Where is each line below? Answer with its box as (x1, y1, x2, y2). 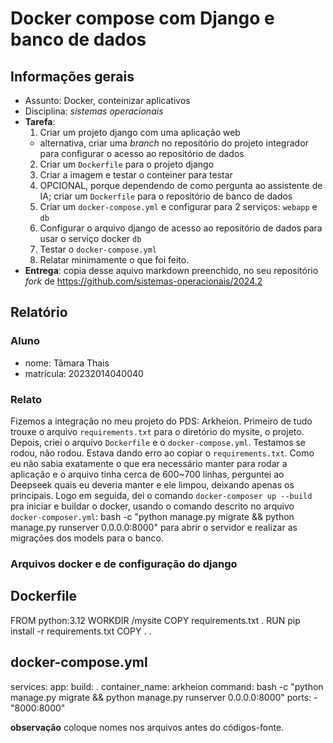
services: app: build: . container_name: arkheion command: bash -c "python (10, 680, 324, 692)
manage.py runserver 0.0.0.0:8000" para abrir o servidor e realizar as (10, 521, 298, 533)
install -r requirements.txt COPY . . (10, 625, 152, 637)
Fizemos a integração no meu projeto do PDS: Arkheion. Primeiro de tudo (10, 415, 313, 427)
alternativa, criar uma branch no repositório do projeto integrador (39, 137, 309, 149)
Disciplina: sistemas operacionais (24, 105, 164, 117)
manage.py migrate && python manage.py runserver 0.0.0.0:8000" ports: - (10, 691, 318, 703)
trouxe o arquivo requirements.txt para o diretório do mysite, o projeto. (10, 425, 305, 437)
